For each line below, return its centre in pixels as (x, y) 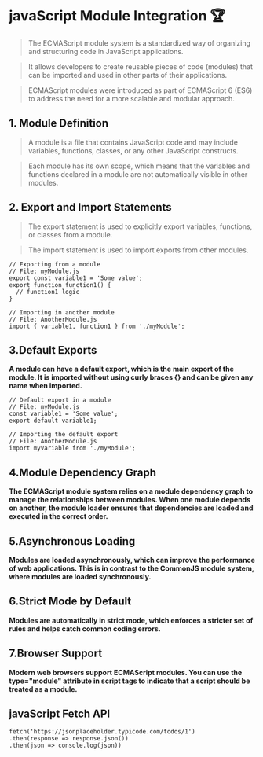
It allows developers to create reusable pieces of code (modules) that (141, 66)
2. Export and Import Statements (90, 207)
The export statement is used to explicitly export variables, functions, (140, 226)
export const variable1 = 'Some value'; (76, 278)
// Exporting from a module (55, 264)
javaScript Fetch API (60, 714)
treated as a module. (43, 689)
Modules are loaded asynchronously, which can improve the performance (132, 560)
